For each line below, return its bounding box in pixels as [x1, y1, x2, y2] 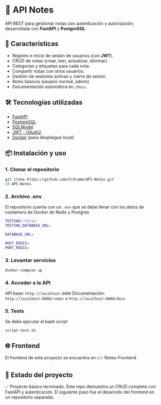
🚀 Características [5, 40, 59, 48]
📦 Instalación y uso [5, 149, 67, 157]
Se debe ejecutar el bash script [5, 318, 68, 325]
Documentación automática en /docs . [12, 84, 87, 89]
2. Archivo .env [5, 193, 42, 200]
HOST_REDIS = [5, 241, 29, 246]
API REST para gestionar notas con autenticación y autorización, [5, 20, 135, 26]
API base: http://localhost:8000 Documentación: [5, 290, 106, 296]
